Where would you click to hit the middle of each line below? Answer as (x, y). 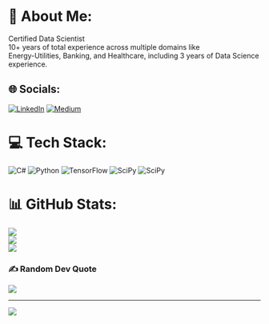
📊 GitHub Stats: (63, 204)
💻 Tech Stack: (58, 142)
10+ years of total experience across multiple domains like (104, 47)
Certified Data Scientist (47, 38)
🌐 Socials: (34, 89)
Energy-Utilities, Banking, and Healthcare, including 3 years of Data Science (134, 55)
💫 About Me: (50, 16)
